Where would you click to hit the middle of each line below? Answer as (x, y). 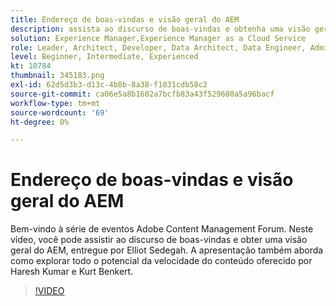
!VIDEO (49, 291)
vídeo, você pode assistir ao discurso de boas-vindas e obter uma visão (159, 240)
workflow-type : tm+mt (55, 103)
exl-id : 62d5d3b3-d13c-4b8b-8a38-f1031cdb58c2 (109, 85)
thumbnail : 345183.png (57, 76)
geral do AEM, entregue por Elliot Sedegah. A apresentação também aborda (167, 250)
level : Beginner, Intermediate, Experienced (104, 57)
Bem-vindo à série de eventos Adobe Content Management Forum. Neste (162, 229)
